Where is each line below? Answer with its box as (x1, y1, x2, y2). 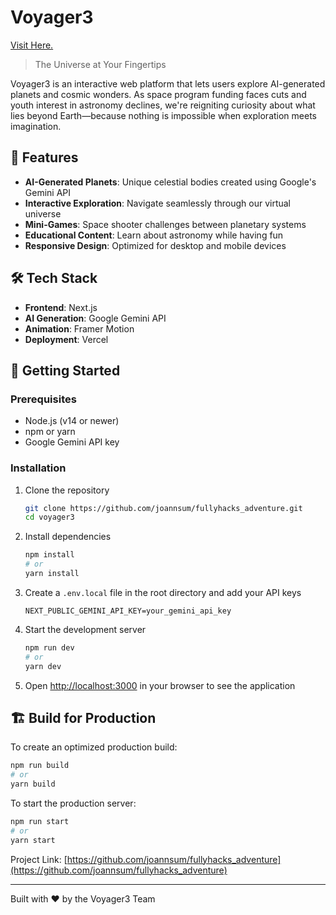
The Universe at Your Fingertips (34, 58, 167, 70)
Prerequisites (10, 392, 77, 406)
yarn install (24, 569, 80, 579)
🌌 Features (10, 149, 79, 166)
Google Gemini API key (24, 436, 120, 448)
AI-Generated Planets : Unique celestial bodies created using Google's (24, 176, 317, 188)
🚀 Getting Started (10, 362, 121, 379)
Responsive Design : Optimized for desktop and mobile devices (24, 239, 287, 251)
